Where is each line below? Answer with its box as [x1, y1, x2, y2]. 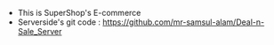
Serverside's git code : [17, 17, 101, 27]
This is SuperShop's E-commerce [17, 8, 141, 18]
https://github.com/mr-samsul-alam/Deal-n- [101, 17, 265, 27]
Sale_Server [17, 26, 62, 36]
